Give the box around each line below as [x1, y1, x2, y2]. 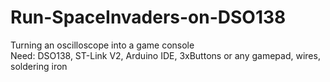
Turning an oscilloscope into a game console [10, 39, 195, 51]
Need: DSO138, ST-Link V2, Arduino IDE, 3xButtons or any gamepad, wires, [10, 49, 321, 61]
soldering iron [10, 60, 68, 72]
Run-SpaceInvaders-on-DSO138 [10, 6, 287, 29]
